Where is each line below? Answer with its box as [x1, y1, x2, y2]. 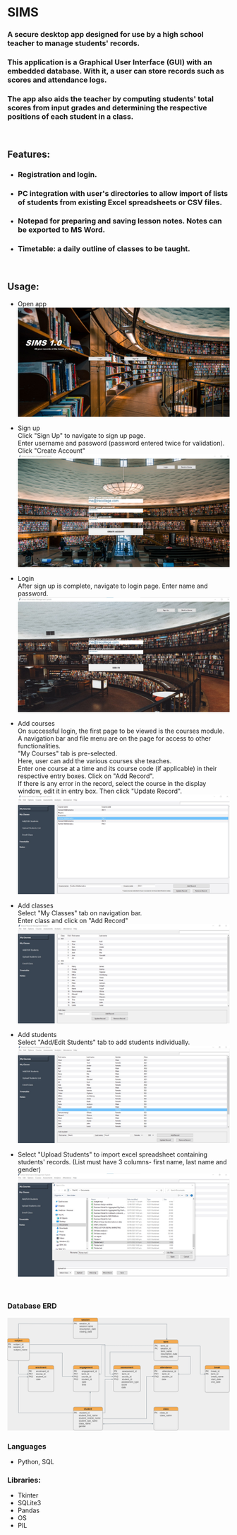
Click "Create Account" [17, 446, 86, 455]
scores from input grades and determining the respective [7, 103, 207, 112]
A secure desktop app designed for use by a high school [7, 30, 204, 40]
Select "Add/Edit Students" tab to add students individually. [17, 1038, 190, 1046]
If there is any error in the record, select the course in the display [17, 779, 207, 787]
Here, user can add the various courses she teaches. [17, 756, 172, 765]
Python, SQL [17, 1458, 54, 1466]
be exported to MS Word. [17, 225, 106, 235]
